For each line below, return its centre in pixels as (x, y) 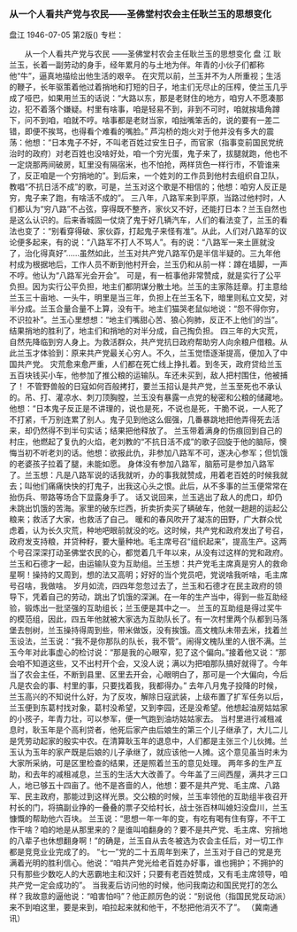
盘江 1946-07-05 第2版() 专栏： (67, 35)
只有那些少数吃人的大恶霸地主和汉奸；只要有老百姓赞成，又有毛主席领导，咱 (148, 874)
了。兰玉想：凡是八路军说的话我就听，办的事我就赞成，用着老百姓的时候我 (145, 475)
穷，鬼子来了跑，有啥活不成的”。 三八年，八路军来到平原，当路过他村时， (144, 198)
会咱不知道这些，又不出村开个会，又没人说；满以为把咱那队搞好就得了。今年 (148, 663)
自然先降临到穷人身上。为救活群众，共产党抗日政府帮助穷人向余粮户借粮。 (145, 342)
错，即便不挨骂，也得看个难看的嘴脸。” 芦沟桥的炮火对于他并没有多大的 (138, 131)
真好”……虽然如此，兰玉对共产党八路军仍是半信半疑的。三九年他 (164, 254)
